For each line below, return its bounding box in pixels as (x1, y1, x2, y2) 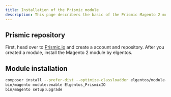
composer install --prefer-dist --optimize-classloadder (5, 78, 129, 83)
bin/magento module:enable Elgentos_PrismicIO (5, 82, 106, 87)
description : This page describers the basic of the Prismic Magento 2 (5, 12, 160, 17)
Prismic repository (5, 31, 65, 39)
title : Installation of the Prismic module (5, 7, 99, 13)
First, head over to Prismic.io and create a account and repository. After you (5, 44, 164, 51)
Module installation (5, 64, 68, 73)
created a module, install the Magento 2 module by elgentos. (5, 50, 133, 56)
